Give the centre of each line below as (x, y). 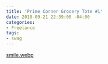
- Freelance (20, 28)
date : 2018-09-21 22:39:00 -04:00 (48, 17)
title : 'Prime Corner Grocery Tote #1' (55, 11)
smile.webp (20, 55)
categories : (20, 22)
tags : (13, 33)
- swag (14, 38)
